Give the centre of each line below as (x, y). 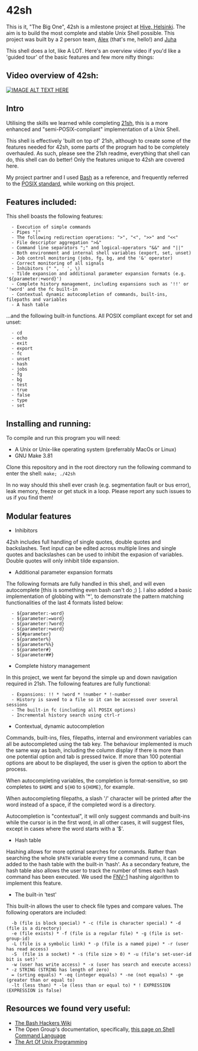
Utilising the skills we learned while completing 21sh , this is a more (87, 123)
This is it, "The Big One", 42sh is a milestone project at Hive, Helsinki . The (96, 27)
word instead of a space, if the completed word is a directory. (81, 805)
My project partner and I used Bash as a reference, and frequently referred (97, 177)
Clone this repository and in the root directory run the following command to (99, 467)
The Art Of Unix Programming (51, 1042)
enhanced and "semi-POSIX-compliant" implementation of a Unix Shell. (93, 129)
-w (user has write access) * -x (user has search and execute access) (102, 965)
